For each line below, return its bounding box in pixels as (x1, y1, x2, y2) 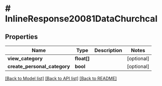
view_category (7, 55, 43, 62)
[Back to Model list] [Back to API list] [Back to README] (5, 76, 117, 81)
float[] (75, 55, 90, 62)
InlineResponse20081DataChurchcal (5, 13, 158, 24)
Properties (5, 33, 38, 41)
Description (94, 47, 122, 53)
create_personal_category (7, 63, 70, 69)
